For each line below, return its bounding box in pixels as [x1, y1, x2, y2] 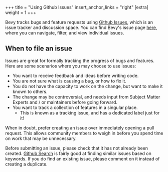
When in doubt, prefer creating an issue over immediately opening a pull [5, 124, 154, 130]
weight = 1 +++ [5, 9, 37, 15]
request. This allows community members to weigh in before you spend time [5, 130, 163, 136]
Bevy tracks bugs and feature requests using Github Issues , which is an [5, 19, 153, 25]
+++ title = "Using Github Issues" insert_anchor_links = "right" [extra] [5, 4, 149, 10]
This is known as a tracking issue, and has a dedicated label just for [20, 109, 160, 115]
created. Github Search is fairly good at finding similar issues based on [5, 150, 151, 156]
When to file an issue [5, 44, 73, 53]
